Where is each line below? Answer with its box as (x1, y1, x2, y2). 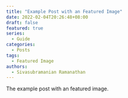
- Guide (11, 36, 31, 42)
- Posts (11, 47, 31, 53)
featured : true (6, 25, 44, 31)
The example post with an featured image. (6, 85, 109, 92)
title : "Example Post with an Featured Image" (6, 8, 123, 15)
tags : (6, 53, 19, 58)
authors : (6, 63, 28, 70)
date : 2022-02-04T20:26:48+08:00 (6, 14, 88, 20)
